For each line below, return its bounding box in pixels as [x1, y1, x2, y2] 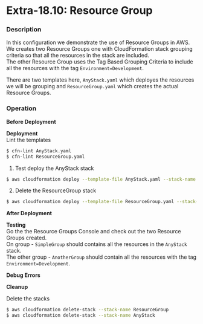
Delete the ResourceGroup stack [14, 187, 97, 194]
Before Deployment [6, 118, 56, 125]
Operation [6, 104, 37, 112]
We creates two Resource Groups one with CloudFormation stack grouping [6, 45, 193, 53]
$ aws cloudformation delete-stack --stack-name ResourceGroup [6, 306, 169, 313]
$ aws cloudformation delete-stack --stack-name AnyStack [6, 313, 155, 319]
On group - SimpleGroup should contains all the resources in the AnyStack [6, 241, 187, 248]
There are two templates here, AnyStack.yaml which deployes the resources [6, 76, 195, 83]
